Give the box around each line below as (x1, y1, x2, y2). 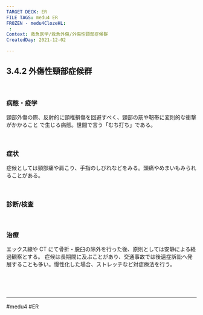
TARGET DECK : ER (6, 8, 47, 15)
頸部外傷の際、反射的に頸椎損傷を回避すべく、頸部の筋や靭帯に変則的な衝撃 (6, 114, 197, 121)
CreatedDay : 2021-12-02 (6, 37, 66, 43)
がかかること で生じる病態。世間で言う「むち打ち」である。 (6, 122, 156, 129)
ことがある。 (11, 172, 43, 179)
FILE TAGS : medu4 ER (6, 15, 59, 21)
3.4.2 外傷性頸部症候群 (6, 66, 92, 76)
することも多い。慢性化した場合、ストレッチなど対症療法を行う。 (11, 261, 176, 268)
